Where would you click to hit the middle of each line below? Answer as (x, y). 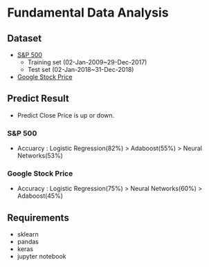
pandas (28, 242)
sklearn (28, 234)
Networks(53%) (40, 156)
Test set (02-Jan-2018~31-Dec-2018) (81, 70)
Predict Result (38, 99)
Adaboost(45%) (40, 196)
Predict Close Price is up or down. (66, 115)
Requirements (38, 218)
